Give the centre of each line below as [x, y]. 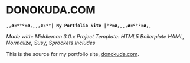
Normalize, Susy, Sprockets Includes [51, 43]
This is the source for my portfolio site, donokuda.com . [73, 54]
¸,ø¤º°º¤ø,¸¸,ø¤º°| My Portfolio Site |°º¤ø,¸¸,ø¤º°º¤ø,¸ [79, 26]
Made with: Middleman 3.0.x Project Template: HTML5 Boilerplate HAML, [95, 36]
